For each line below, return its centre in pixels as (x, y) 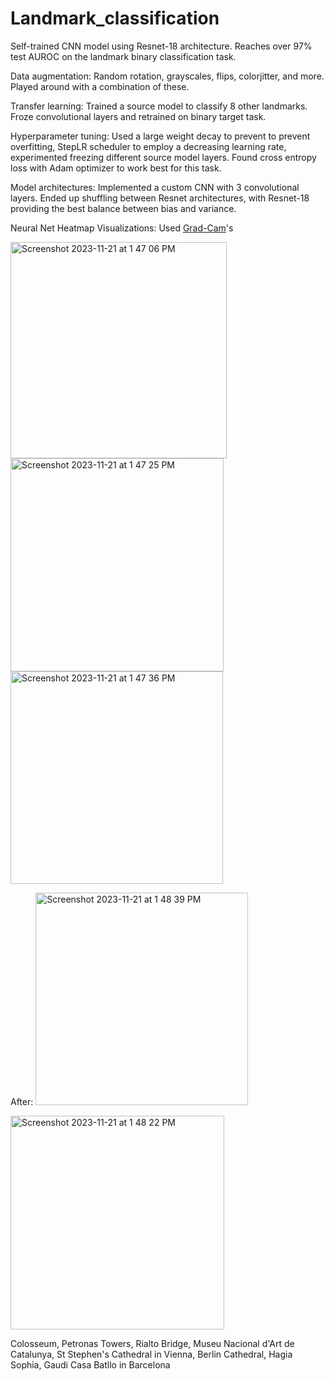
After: (22, 1101)
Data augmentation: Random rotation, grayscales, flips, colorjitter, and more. (167, 76)
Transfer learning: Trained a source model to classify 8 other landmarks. (159, 106)
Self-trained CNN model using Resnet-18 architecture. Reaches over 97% (161, 46)
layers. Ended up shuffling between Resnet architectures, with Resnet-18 (160, 198)
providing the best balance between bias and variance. (123, 208)
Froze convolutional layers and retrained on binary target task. (138, 116)
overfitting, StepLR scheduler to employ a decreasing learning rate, (148, 146)
